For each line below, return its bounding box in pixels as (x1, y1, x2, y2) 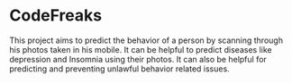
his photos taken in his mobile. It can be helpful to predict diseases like (9, 44, 272, 54)
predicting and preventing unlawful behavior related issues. (9, 63, 230, 74)
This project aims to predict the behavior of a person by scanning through (9, 35, 284, 46)
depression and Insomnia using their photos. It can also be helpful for (9, 54, 268, 64)
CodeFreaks (9, 5, 102, 26)
